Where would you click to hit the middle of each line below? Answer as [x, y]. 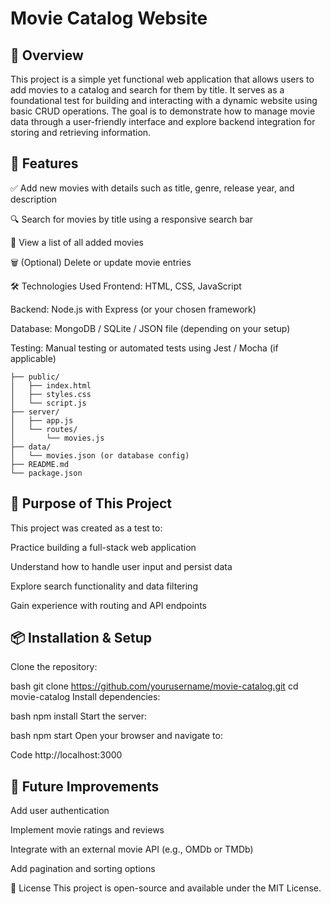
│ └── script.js [48, 403]
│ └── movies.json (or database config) [100, 455]
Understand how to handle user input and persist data [121, 566]
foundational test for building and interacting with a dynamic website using [164, 100]
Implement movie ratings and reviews [87, 830]
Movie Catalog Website [109, 18]
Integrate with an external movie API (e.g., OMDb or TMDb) [132, 849]
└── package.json [46, 473]
